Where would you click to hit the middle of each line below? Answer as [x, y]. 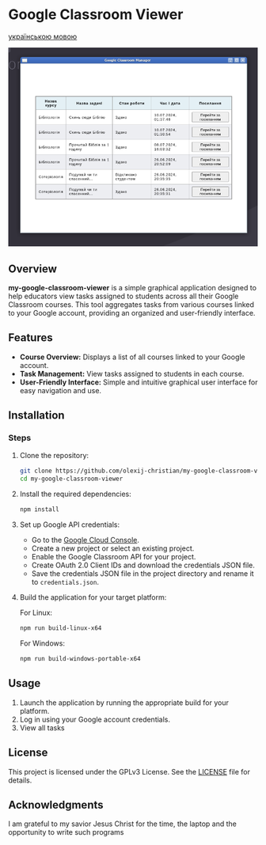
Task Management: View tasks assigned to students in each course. [132, 373]
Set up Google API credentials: [70, 525]
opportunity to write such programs [66, 832]
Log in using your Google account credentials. [95, 719]
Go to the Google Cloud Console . [85, 540]
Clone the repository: [54, 455]
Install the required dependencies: [76, 494]
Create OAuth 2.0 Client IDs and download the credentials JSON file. [143, 565]
